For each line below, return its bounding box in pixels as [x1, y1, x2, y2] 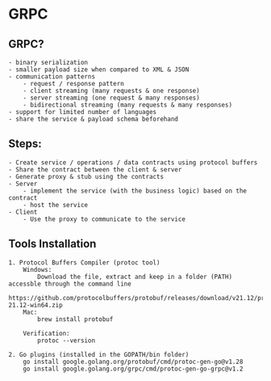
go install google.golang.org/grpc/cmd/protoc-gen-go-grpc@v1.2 [23, 365, 244, 373]
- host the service [23, 201, 89, 209]
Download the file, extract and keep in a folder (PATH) [37, 273, 232, 281]
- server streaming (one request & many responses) [23, 94, 200, 102]
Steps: [8, 137, 42, 150]
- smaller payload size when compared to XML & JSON [8, 66, 190, 74]
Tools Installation [8, 237, 97, 251]
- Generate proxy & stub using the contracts [8, 172, 164, 180]
